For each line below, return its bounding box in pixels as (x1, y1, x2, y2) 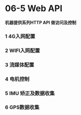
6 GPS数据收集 (5, 104, 40, 111)
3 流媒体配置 (5, 61, 35, 68)
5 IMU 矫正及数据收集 (5, 90, 55, 97)
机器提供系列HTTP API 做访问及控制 (5, 19, 77, 25)
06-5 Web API (5, 3, 63, 14)
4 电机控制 (5, 76, 30, 82)
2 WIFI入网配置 (5, 47, 40, 54)
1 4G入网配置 (5, 33, 35, 39)
